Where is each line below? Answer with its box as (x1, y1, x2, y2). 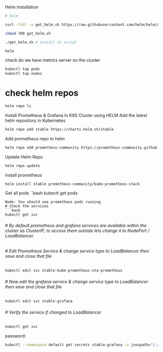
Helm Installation (5, 4, 39, 10)
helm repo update (5, 163, 40, 168)
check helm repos (5, 87, 79, 99)
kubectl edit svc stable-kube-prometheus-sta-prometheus (5, 268, 123, 273)
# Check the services (5, 204, 49, 209)
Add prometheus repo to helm (5, 135, 65, 141)
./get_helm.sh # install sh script (5, 40, 77, 45)
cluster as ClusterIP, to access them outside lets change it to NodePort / (5, 228, 149, 234)
